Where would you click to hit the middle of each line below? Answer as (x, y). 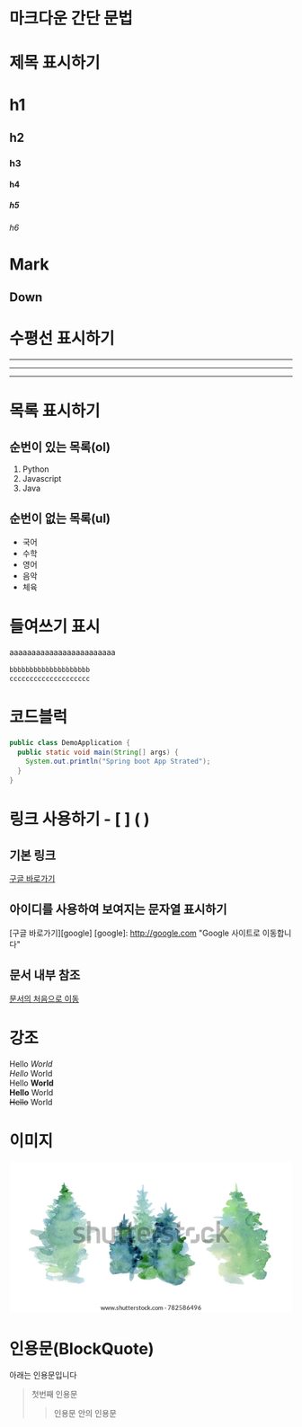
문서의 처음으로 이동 (44, 998)
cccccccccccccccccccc (50, 678)
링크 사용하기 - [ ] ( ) (80, 820)
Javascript (42, 478)
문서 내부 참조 (45, 975)
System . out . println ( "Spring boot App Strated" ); (118, 762)
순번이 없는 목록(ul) (60, 519)
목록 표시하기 (55, 411)
